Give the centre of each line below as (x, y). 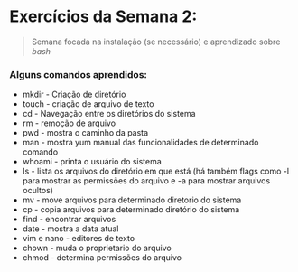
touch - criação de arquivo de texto (88, 104)
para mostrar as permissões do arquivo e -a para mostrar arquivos (146, 181)
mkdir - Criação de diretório (74, 94)
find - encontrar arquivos (69, 220)
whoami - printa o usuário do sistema (92, 162)
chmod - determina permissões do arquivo (102, 258)
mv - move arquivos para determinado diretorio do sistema (132, 200)
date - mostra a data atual (70, 229)
